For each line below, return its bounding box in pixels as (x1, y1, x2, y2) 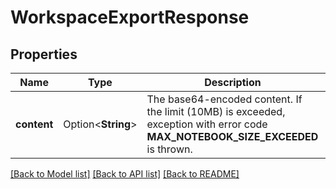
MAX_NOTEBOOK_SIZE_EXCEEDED (146, 130, 319, 143)
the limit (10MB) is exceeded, (146, 105, 286, 118)
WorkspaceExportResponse (10, 6, 250, 29)
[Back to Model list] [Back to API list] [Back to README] (10, 168, 240, 180)
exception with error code (146, 117, 268, 131)
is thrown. (146, 142, 193, 156)
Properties (10, 46, 78, 63)
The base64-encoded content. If (146, 92, 303, 106)
